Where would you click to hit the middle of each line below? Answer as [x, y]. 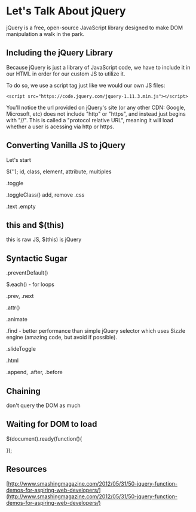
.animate [17, 320]
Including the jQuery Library [60, 53]
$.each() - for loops [30, 284]
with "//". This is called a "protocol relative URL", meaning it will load [90, 120]
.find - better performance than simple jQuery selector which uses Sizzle [96, 331]
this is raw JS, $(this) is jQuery [44, 240]
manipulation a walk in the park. [45, 34]
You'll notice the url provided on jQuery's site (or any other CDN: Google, [96, 107]
